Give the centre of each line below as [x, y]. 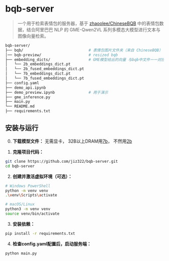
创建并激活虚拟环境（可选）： [42, 176]
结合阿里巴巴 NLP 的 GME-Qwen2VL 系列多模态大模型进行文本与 [94, 29]
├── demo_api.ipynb [26, 88]
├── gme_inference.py [28, 97]
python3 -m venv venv [28, 209]
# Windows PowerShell [28, 186]
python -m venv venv [27, 190]
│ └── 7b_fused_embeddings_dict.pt [45, 79]
